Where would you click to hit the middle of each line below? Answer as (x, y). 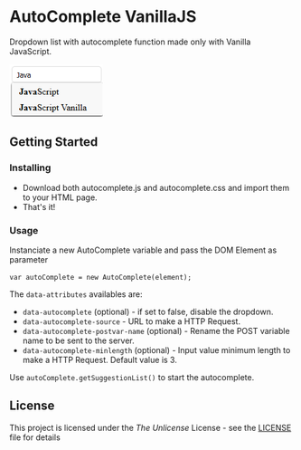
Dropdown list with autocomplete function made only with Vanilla (130, 42)
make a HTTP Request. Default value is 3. (100, 359)
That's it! (39, 206)
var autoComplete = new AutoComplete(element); (101, 277)
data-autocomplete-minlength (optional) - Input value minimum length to (156, 349)
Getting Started (54, 142)
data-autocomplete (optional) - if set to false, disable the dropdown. (148, 311)
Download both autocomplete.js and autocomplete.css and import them (156, 187)
